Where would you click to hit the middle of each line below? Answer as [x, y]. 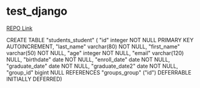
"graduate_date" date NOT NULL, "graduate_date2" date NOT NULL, [92, 66]
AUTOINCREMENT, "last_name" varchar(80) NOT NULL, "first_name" [93, 46]
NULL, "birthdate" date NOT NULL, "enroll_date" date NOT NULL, [88, 59]
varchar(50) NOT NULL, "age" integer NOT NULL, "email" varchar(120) [95, 53]
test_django [37, 11]
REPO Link [20, 28]
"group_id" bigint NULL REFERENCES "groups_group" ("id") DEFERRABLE [99, 72]
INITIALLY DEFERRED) [34, 79]
